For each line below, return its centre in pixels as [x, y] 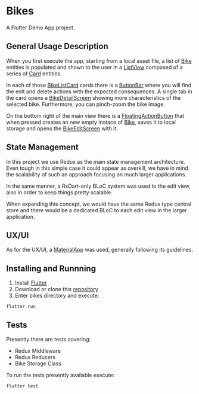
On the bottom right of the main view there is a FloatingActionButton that [95, 115]
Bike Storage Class [38, 364]
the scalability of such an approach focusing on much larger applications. [96, 174]
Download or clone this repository [56, 289]
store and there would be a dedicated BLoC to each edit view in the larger [97, 210]
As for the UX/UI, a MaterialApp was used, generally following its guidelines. [100, 250]
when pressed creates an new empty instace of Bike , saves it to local [91, 122]
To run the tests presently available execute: [60, 375]
